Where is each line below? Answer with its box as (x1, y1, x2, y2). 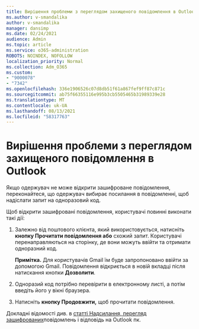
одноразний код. (14, 245, 58, 252)
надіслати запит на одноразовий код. (6, 197, 101, 204)
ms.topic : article (6, 42, 52, 48)
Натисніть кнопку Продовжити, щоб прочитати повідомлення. (14, 298, 175, 306)
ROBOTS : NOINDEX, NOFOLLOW (6, 53, 73, 59)
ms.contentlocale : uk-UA (6, 102, 68, 109)
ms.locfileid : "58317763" (6, 113, 70, 119)
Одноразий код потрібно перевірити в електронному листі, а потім (14, 280, 185, 288)
